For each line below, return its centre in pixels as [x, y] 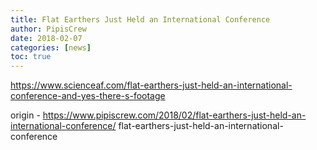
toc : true [31, 57]
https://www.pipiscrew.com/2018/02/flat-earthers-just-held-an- [174, 115]
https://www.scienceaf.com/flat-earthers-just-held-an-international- [151, 85]
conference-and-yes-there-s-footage [88, 96]
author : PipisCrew [48, 29]
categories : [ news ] [51, 47]
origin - [25, 115]
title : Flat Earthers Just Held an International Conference [140, 19]
